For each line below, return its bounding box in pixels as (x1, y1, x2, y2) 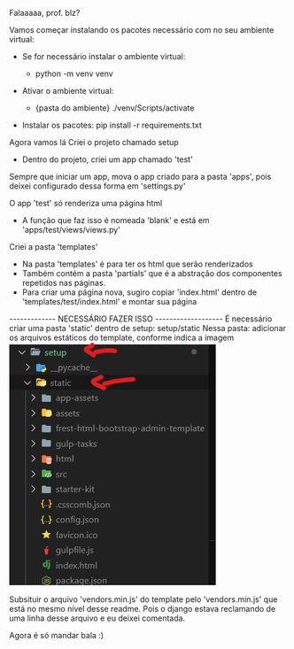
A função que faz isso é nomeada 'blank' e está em (21, 215, 210, 225)
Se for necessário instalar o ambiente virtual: (21, 51, 186, 61)
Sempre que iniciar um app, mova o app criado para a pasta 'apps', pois (9, 172, 272, 182)
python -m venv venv (35, 68, 113, 79)
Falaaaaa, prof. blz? (9, 8, 81, 18)
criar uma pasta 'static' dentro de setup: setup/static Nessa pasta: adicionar (9, 323, 286, 333)
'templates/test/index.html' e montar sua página (21, 297, 197, 306)
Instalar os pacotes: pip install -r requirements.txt (21, 120, 202, 130)
